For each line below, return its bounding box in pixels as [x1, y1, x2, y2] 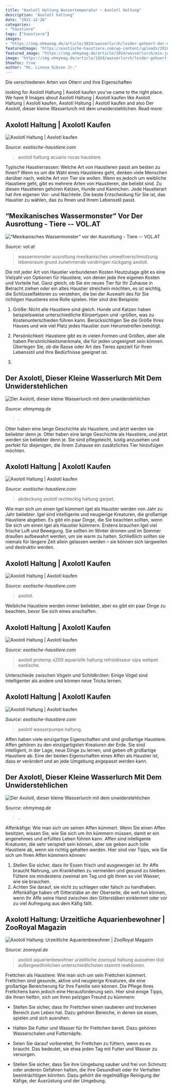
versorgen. [12, 1051, 36, 1058]
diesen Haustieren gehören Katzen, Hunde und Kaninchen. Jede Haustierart [5, 186, 167, 192]
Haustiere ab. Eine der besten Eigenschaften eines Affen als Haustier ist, [5, 752, 159, 758]
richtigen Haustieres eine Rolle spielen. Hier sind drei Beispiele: [5, 296, 140, 302]
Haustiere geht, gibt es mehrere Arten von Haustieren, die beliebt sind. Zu [5, 180, 162, 186]
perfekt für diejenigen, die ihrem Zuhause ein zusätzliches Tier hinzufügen [5, 442, 164, 448]
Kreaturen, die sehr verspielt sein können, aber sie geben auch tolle [5, 841, 149, 847]
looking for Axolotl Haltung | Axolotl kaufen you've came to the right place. [5, 89, 164, 95]
